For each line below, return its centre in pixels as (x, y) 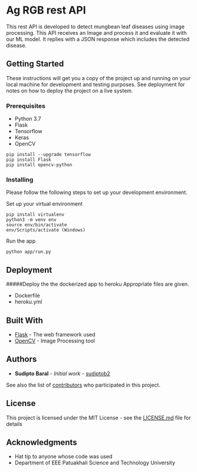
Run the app (21, 241)
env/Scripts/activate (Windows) (46, 230)
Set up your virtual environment (45, 204)
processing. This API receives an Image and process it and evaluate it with (96, 32)
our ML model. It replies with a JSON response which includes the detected (98, 39)
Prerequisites (26, 105)
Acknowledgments (42, 442)
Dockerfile (27, 296)
